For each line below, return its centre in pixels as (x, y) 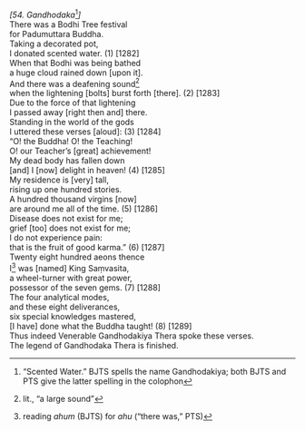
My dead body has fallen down (67, 161)
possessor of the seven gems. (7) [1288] (85, 287)
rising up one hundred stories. (66, 190)
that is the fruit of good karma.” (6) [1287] (87, 248)
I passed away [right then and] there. (79, 113)
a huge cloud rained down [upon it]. (76, 73)
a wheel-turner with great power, (71, 278)
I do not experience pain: (56, 238)
